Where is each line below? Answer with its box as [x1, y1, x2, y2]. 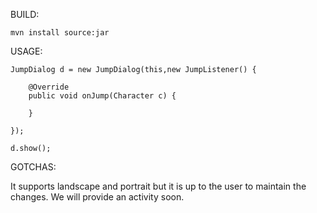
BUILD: [10, 9, 40, 20]
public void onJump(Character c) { [28, 91, 177, 101]
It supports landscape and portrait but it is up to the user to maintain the [10, 180, 307, 192]
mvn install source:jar [10, 28, 110, 38]
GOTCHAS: [10, 161, 57, 173]
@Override [28, 82, 70, 92]
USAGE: [10, 45, 43, 57]
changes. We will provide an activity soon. [10, 191, 185, 203]
